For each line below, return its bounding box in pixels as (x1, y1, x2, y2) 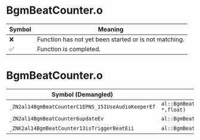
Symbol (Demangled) (51, 90, 113, 98)
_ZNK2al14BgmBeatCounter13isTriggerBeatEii (9, 125, 135, 132)
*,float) (161, 106, 186, 113)
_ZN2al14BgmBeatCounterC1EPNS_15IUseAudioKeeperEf (9, 103, 156, 110)
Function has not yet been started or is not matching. (36, 35, 185, 43)
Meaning (98, 25, 124, 33)
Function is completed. (36, 45, 101, 53)
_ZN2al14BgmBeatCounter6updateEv (9, 115, 104, 122)
